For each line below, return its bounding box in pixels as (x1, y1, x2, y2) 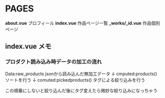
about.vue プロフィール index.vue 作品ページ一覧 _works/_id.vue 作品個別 (5, 20, 161, 26)
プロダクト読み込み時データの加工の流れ (5, 58, 102, 65)
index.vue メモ (5, 42, 52, 51)
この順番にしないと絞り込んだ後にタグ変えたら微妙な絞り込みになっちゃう (5, 88, 158, 94)
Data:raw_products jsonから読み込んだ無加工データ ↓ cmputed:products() (5, 71, 158, 77)
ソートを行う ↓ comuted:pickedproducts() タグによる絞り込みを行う (5, 77, 146, 83)
